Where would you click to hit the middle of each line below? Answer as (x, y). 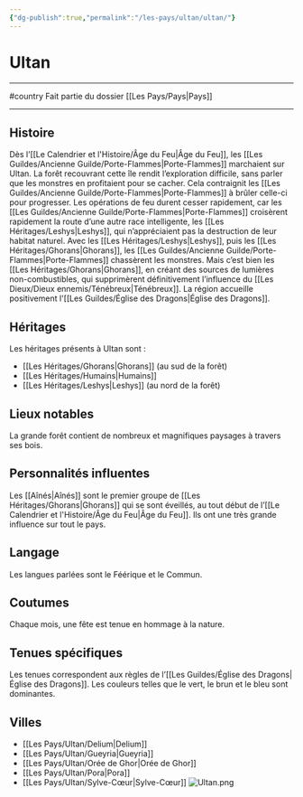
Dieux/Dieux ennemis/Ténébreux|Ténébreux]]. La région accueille (132, 289)
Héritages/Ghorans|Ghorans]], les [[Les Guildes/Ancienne (117, 250)
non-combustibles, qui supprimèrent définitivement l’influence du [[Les (142, 279)
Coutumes (39, 603)
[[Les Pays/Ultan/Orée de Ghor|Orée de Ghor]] (109, 764)
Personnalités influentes (80, 474)
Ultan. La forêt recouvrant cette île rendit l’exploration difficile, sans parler (146, 173)
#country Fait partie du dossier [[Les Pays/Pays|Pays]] (111, 96)
